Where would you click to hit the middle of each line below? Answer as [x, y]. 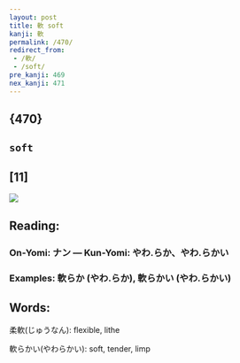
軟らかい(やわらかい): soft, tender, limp [80, 349]
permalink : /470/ [41, 42]
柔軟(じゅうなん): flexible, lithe [65, 330]
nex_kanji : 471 [37, 83]
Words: [30, 308]
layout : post [33, 17]
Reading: [35, 225]
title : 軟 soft [36, 26]
